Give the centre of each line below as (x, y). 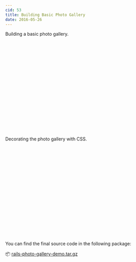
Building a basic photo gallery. (37, 34)
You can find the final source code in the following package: (68, 244)
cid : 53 (13, 10)
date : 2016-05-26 (24, 19)
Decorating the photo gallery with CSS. (46, 139)
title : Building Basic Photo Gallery (45, 15)
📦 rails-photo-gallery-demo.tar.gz (42, 254)
